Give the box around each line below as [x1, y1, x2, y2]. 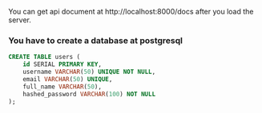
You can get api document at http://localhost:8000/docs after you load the [8, 7, 254, 16]
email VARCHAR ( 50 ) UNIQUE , [22, 75, 113, 83]
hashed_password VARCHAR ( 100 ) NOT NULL [22, 90, 156, 98]
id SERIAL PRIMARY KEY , [22, 60, 103, 68]
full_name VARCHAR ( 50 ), [22, 83, 103, 91]
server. [8, 15, 32, 25]
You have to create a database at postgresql [8, 35, 183, 46]
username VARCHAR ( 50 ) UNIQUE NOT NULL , [22, 68, 156, 76]
